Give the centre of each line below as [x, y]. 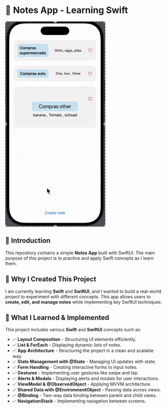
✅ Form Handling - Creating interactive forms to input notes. [75, 367]
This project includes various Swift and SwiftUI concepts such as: [73, 330]
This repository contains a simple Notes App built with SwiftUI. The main [80, 253]
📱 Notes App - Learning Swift [67, 10]
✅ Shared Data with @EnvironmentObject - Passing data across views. [87, 390]
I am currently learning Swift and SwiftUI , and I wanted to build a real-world [83, 291]
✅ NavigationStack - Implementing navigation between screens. [79, 401]
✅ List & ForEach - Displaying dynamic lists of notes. [67, 345]
